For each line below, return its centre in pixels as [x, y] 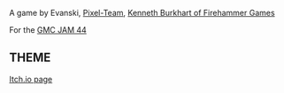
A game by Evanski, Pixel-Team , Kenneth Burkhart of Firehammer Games [142, 13]
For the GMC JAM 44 [48, 30]
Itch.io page [31, 79]
